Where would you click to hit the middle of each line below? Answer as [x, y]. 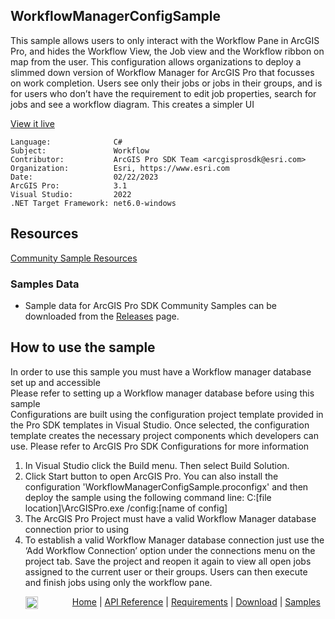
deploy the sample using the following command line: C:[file [148, 497]
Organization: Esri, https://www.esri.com [120, 168]
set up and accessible [55, 382]
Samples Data [45, 284]
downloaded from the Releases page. [102, 316]
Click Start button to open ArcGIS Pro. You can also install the [151, 476]
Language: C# [66, 142]
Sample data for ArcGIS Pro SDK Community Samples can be [151, 305]
